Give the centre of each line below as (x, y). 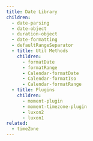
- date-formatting (35, 40)
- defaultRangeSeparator (43, 46)
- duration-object (35, 34)
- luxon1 (33, 118)
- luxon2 (33, 112)
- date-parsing (31, 23)
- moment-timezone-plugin (54, 106)
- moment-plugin (42, 101)
